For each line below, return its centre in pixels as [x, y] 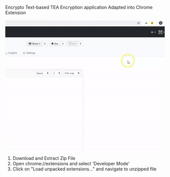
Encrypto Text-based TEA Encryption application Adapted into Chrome [79, 7]
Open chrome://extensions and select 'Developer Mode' [71, 164]
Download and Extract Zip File [44, 158]
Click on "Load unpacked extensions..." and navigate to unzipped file [84, 169]
